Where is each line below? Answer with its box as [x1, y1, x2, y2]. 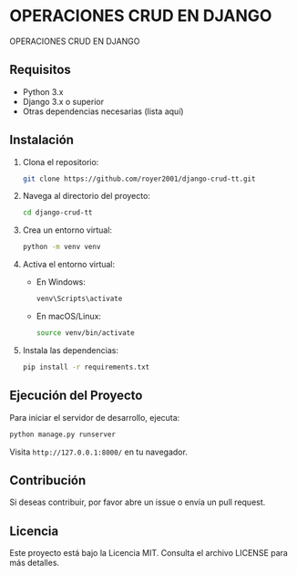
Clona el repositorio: [22, 156, 99, 167]
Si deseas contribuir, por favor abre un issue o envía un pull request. [9, 497, 266, 507]
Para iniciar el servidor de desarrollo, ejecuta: [9, 412, 180, 423]
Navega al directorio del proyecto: [22, 191, 150, 202]
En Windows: [36, 277, 87, 287]
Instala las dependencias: [22, 344, 118, 356]
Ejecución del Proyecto [9, 388, 143, 403]
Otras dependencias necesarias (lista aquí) [22, 106, 184, 117]
